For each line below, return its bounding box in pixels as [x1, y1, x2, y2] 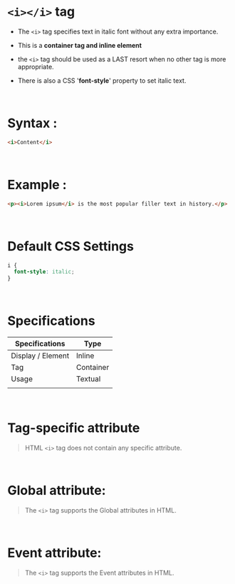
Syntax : [7, 115, 58, 131]
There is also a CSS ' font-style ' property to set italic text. [17, 76, 187, 85]
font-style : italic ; [14, 268, 75, 276]
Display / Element [11, 351, 70, 361]
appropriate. [17, 62, 55, 71]
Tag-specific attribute [7, 420, 140, 436]
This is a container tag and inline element [17, 41, 142, 49]
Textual [75, 374, 101, 384]
